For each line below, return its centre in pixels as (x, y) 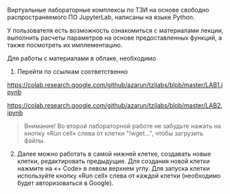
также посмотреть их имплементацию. (65, 45)
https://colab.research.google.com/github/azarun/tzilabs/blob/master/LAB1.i (115, 85)
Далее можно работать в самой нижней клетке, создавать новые (114, 154)
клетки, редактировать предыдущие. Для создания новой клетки (114, 161)
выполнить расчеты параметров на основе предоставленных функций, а (115, 38)
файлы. (35, 141)
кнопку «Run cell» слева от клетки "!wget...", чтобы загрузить (114, 133)
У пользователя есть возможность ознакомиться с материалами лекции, (115, 31)
